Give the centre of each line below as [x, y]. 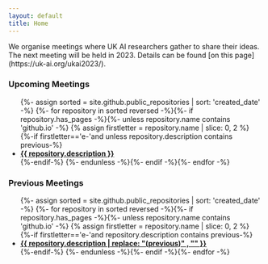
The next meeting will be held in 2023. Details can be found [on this [121, 55]
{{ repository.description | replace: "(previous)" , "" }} [113, 244]
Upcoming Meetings [49, 84]
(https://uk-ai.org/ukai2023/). [57, 63]
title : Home [28, 23]
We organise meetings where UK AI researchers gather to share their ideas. [134, 46]
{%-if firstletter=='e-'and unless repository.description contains [126, 136]
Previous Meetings [46, 182]
